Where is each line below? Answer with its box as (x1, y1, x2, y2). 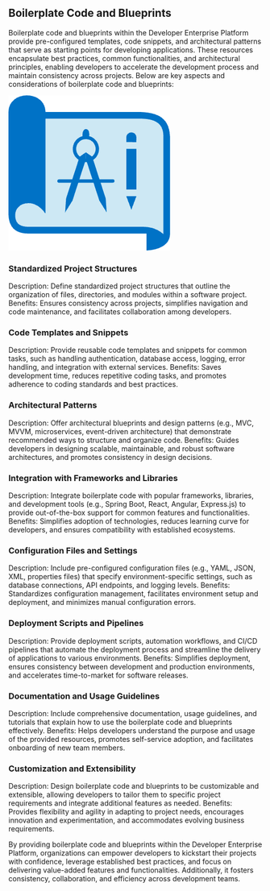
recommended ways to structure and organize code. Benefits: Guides (8, 435, 239, 445)
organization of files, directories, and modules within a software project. (8, 290, 247, 300)
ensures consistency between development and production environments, (8, 661, 255, 671)
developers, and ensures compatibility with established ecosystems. (8, 525, 236, 534)
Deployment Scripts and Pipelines (8, 618, 144, 629)
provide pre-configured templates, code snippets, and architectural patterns (8, 36, 262, 46)
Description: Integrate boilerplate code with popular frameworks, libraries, (8, 491, 254, 500)
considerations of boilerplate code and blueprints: (8, 79, 175, 89)
